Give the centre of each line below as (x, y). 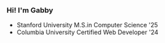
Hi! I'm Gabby (30, 10)
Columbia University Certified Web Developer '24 (87, 32)
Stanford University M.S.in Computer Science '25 (87, 25)
